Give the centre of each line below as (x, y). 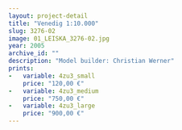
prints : (21, 69)
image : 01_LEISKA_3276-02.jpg (59, 38)
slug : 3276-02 (32, 31)
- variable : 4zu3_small (52, 76)
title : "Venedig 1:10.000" (54, 23)
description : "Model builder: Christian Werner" (91, 61)
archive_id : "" (34, 53)
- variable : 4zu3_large (52, 106)
